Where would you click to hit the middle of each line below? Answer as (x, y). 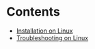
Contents (33, 12)
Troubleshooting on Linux (52, 37)
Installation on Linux (44, 31)
